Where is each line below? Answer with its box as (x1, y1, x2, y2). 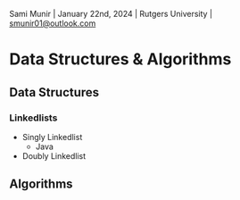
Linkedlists (9, 112, 58, 124)
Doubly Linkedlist (21, 150, 87, 161)
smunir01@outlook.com (9, 18, 96, 29)
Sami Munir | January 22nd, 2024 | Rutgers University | (9, 9, 212, 19)
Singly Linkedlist (21, 131, 83, 142)
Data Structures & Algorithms (9, 49, 232, 70)
